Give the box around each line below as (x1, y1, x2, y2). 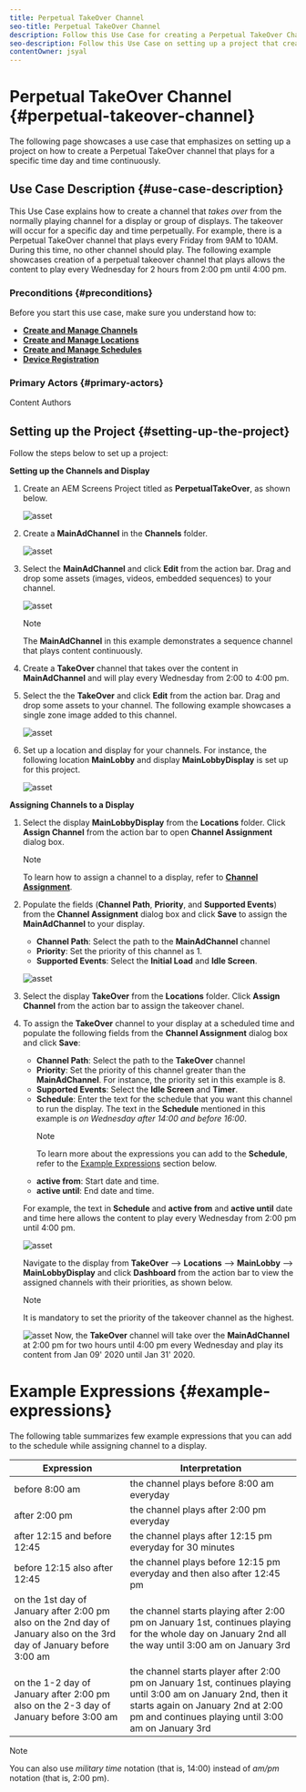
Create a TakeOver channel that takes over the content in (22, 663, 239, 674)
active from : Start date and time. (36, 1176, 159, 1186)
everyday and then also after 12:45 (129, 1567, 280, 1580)
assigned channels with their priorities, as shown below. (22, 1277, 233, 1288)
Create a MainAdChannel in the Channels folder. (22, 528, 208, 539)
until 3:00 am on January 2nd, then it (129, 1688, 289, 1701)
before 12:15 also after (14, 1562, 114, 1574)
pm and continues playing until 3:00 (129, 1711, 284, 1724)
